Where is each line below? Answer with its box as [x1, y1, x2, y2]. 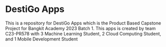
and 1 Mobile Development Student [5, 36, 78, 42]
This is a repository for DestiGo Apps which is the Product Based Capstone [5, 20, 161, 26]
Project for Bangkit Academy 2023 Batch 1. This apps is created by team [5, 25, 156, 31]
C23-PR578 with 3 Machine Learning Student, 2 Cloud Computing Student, [5, 30, 161, 36]
